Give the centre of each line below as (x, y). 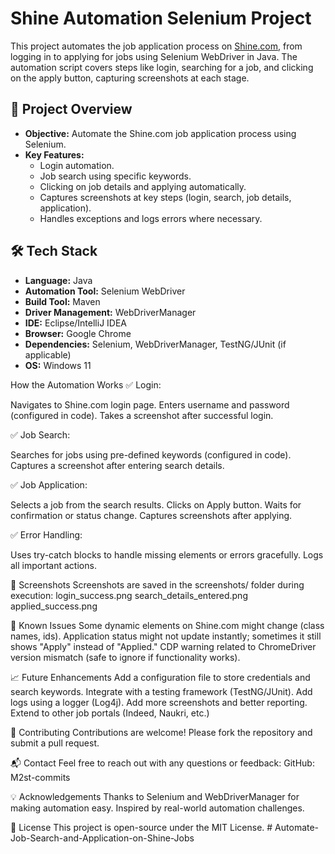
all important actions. (53, 565)
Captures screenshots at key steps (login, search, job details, (165, 197)
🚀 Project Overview (71, 109)
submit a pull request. (55, 743)
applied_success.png (54, 606)
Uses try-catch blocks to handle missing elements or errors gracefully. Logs (167, 554)
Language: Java (58, 280)
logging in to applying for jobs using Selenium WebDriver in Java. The (154, 56)
